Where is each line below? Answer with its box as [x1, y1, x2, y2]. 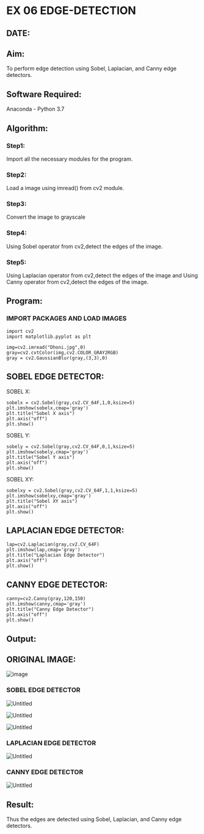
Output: [6, 634, 37, 644]
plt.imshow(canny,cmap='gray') [6, 601, 86, 607]
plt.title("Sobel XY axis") [6, 498, 78, 504]
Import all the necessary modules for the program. [6, 155, 133, 163]
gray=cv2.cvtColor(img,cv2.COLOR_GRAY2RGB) [6, 349, 119, 356]
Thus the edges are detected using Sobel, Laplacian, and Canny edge [6, 816, 182, 823]
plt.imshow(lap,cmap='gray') [6, 547, 81, 553]
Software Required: [6, 89, 82, 100]
